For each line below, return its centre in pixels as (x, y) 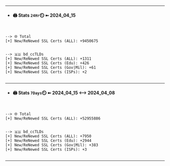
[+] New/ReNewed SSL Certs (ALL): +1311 (49, 59)
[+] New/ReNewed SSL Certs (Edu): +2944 (49, 141)
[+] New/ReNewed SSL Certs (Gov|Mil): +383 (52, 145)
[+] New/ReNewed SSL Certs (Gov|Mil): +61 (51, 68)
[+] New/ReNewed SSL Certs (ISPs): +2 (46, 72)
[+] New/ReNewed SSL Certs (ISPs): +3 (46, 150)
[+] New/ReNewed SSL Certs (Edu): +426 (47, 63)
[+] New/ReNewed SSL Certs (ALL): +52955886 (53, 119)
